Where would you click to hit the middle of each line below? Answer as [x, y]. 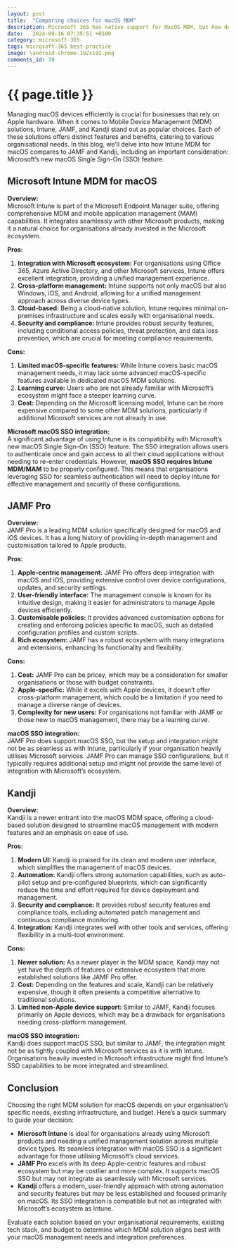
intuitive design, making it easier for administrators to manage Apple [116, 603]
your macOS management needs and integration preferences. [97, 1237]
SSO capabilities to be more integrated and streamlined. [88, 1066]
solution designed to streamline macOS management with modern [123, 825]
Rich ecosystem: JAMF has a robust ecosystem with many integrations [121, 640]
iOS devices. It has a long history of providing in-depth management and [112, 538]
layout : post [26, 14]
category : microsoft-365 [44, 40]
